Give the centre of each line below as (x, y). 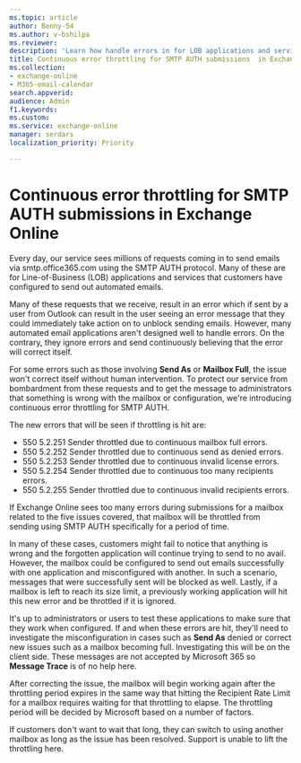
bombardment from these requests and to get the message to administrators (150, 388)
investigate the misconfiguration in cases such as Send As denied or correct (150, 637)
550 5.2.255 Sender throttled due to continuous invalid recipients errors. (155, 489)
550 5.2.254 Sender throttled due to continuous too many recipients (148, 470)
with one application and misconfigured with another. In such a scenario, (143, 572)
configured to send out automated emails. (86, 286)
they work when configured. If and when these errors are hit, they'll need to (149, 627)
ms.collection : (38, 68)
